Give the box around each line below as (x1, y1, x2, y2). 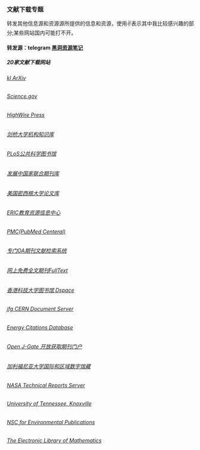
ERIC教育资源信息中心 (7, 209, 61, 216)
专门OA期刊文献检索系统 (7, 247, 67, 254)
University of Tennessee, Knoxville (7, 400, 92, 407)
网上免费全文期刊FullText (7, 267, 68, 274)
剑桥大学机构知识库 (7, 130, 54, 138)
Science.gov (7, 93, 38, 100)
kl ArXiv (7, 74, 26, 81)
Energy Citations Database (7, 323, 73, 331)
